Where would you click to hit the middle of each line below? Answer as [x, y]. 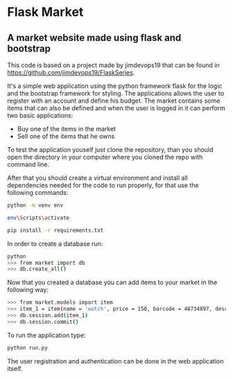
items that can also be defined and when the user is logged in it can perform [116, 108]
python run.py [28, 347]
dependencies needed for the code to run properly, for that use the [103, 185]
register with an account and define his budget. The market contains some [114, 101]
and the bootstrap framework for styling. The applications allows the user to [115, 93]
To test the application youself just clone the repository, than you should [110, 149]
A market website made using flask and [94, 38]
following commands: [38, 192]
